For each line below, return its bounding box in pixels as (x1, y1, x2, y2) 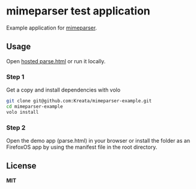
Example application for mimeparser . (6, 24, 97, 31)
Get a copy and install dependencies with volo (6, 86, 121, 94)
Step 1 (6, 72, 25, 81)
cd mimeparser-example (6, 104, 63, 110)
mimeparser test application (6, 4, 150, 18)
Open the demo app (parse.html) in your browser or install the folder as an (6, 137, 191, 144)
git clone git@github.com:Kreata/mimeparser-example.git (6, 98, 152, 104)
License (6, 161, 37, 171)
